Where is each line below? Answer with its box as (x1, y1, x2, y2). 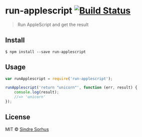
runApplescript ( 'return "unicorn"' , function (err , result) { (5, 85, 137, 90)
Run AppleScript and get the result (17, 21, 89, 27)
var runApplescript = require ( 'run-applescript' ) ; (5, 76, 113, 81)
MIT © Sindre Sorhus (5, 126, 49, 132)
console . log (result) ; (14, 90, 59, 95)
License (5, 113, 30, 121)
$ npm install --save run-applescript (5, 49, 86, 54)
